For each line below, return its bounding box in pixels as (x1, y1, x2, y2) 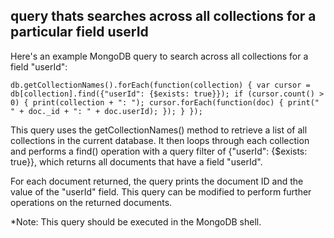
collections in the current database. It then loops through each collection (10, 134, 310, 146)
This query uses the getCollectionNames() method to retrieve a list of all (10, 124, 308, 136)
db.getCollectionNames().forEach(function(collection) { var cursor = (10, 80, 311, 90)
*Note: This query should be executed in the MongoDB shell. (10, 215, 262, 228)
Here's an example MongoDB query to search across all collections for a (10, 50, 309, 62)
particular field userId (10, 24, 149, 41)
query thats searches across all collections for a (10, 8, 317, 25)
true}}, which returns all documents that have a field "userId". (10, 155, 263, 168)
